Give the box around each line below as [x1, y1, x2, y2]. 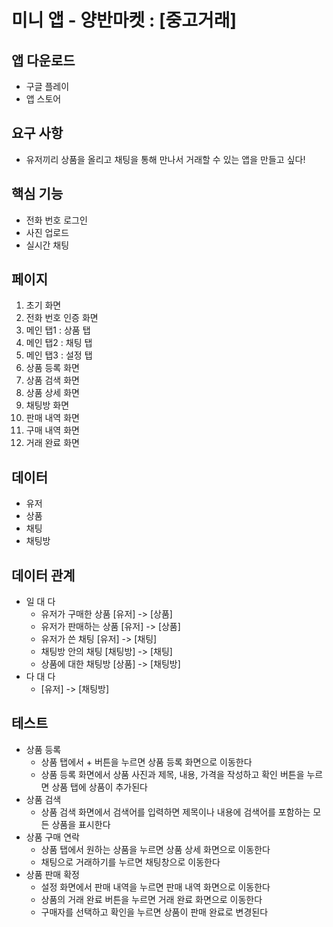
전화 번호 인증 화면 [25, 312, 99, 324]
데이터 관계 [11, 567, 76, 584]
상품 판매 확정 [25, 868, 80, 880]
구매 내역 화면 [25, 424, 80, 436]
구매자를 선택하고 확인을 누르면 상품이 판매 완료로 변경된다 [40, 906, 269, 918]
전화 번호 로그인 [25, 214, 88, 226]
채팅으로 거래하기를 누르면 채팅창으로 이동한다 [40, 856, 221, 868]
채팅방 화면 [25, 399, 70, 411]
